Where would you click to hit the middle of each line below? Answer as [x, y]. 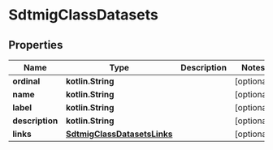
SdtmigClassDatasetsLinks [119, 134]
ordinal [26, 81]
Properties [36, 45]
